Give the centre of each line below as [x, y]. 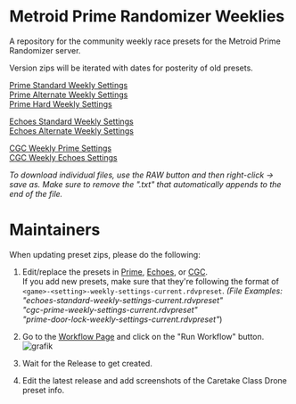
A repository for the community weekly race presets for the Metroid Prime [145, 41]
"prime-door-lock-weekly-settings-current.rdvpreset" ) [122, 319]
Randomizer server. [45, 50]
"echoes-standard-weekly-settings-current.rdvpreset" [123, 300]
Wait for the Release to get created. [87, 363]
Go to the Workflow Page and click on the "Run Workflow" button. [143, 336]
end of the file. [36, 194]
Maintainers [55, 230]
